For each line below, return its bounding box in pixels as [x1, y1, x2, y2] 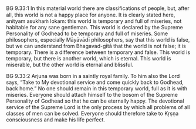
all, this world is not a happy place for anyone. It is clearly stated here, [6, 11, 175, 18]
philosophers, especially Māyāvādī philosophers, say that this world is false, [6, 36, 190, 43]
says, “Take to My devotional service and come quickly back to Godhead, [6, 79, 184, 86]
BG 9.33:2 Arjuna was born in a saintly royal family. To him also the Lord [6, 73, 180, 79]
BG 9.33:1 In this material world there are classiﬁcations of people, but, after [6, 5, 190, 12]
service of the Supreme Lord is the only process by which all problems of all [6, 104, 190, 110]
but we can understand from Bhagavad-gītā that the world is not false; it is [6, 43, 186, 49]
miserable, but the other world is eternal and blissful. [6, 61, 134, 68]
